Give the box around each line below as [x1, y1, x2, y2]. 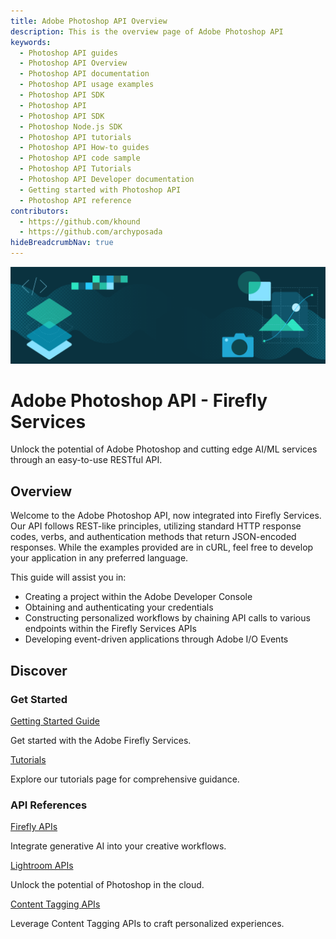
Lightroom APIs [10, 860, 74, 872]
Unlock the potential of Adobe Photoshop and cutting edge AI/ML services [10, 443, 318, 455]
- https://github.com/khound [19, 216, 141, 227]
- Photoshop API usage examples [19, 80, 155, 90]
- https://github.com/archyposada [19, 227, 163, 237]
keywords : [10, 37, 52, 47]
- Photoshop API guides [19, 48, 118, 58]
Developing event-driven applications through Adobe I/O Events [24, 633, 289, 645]
